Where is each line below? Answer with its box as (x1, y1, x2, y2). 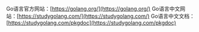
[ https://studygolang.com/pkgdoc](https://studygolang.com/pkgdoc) (6, 20, 177, 26)
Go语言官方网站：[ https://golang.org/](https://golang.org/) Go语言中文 (6, 5, 180, 12)
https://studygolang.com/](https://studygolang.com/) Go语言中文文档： (19, 12, 195, 20)
